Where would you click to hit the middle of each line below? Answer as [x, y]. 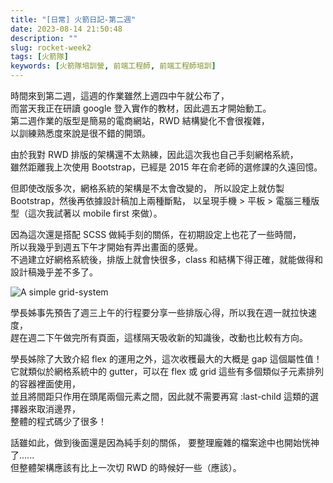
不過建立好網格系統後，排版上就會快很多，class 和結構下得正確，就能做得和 [166, 259]
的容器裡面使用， [45, 384]
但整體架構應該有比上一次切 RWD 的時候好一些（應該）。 [126, 467]
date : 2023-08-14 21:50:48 [66, 29]
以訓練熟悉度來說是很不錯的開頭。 [80, 133]
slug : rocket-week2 [51, 47]
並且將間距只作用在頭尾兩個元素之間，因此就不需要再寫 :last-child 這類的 [160, 396]
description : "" [44, 38]
